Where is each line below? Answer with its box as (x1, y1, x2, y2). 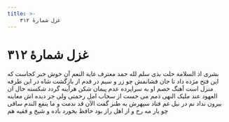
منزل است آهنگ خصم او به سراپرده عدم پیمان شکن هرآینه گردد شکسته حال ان (7, 84, 214, 93)
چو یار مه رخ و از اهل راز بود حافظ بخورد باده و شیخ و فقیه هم (7, 107, 169, 115)
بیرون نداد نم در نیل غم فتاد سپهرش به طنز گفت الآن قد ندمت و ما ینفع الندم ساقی (7, 99, 222, 108)
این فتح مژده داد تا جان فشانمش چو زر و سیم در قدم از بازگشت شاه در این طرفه (7, 77, 219, 86)
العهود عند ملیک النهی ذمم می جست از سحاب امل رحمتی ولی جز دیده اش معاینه (7, 92, 218, 100)
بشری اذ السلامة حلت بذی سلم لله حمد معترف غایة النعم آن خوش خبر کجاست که (7, 70, 219, 78)
